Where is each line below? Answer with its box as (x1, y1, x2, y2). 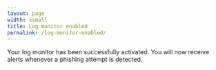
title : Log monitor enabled (7, 23, 88, 30)
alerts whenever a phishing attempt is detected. (7, 56, 143, 64)
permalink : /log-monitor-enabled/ (7, 29, 107, 36)
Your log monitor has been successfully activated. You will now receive (7, 48, 209, 56)
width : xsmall (7, 16, 48, 23)
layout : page (7, 10, 45, 17)
